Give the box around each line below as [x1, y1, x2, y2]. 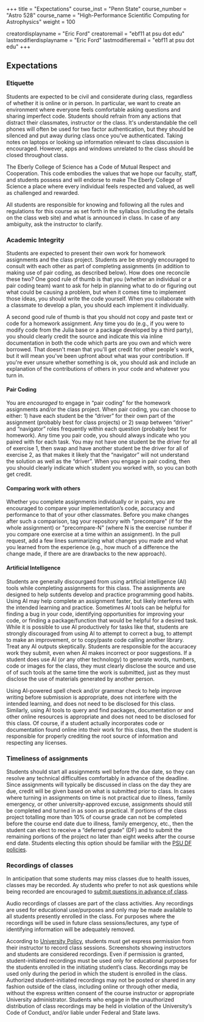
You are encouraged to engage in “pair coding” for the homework [6, 400, 171, 407]
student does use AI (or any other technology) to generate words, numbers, [6, 655, 196, 663]
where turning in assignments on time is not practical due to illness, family [6, 794, 192, 801]
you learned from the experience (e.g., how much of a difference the [6, 544, 178, 551]
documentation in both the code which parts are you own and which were [6, 339, 192, 346]
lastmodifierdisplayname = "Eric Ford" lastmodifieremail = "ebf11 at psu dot [6, 37, 195, 43]
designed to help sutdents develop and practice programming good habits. [6, 591, 194, 598]
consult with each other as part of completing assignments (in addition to [6, 262, 190, 269]
